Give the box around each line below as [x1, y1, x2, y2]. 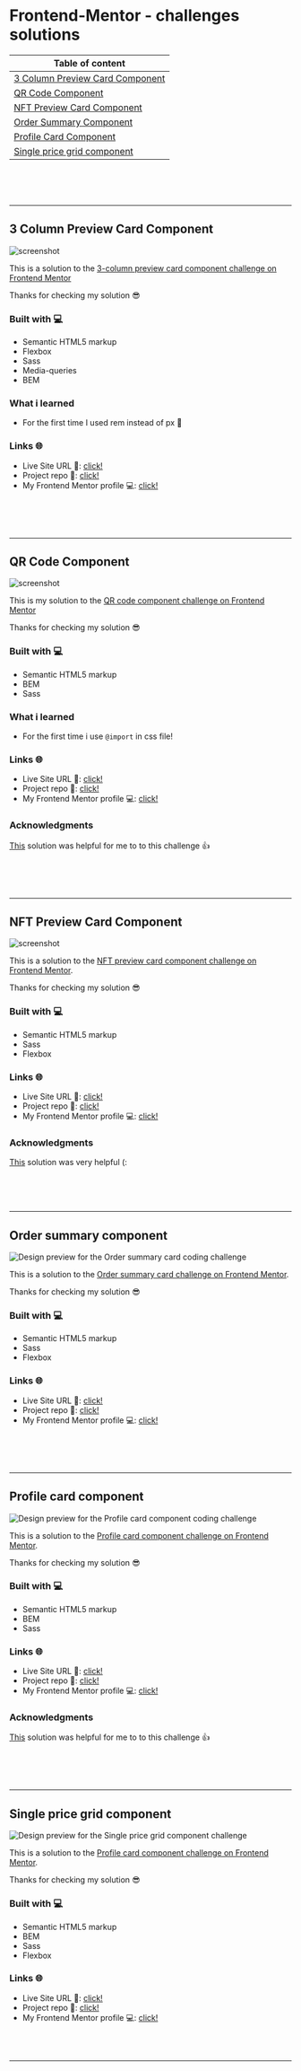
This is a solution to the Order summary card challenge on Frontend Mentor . [9, 1269, 289, 1280]
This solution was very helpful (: [9, 1157, 128, 1168]
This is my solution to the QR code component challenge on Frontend [9, 595, 265, 606]
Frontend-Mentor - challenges [9, 5, 240, 26]
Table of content [53, 57, 125, 69]
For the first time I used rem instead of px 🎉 [21, 417, 183, 428]
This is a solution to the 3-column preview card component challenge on [9, 262, 278, 274]
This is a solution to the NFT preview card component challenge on [9, 955, 257, 966]
